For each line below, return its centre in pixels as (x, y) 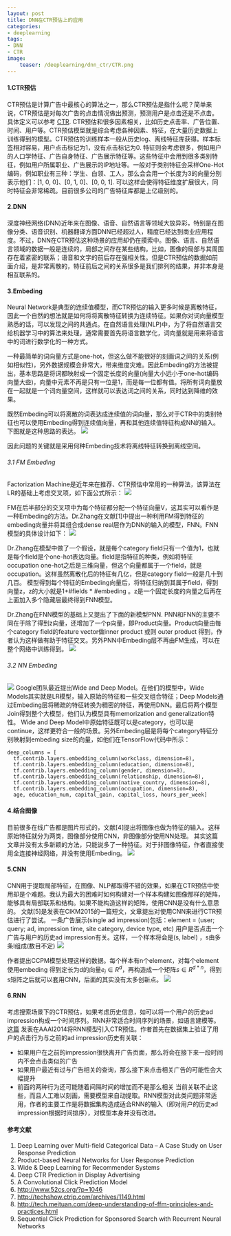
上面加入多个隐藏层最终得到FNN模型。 (62, 600)
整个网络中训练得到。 (37, 649)
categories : (24, 26)
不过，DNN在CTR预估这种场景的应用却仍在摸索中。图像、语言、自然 (116, 240)
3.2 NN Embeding (32, 666)
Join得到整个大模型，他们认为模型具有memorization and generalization (108, 713)
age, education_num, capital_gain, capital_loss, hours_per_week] (110, 795)
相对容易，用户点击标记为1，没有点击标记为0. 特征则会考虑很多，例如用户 (117, 147)
